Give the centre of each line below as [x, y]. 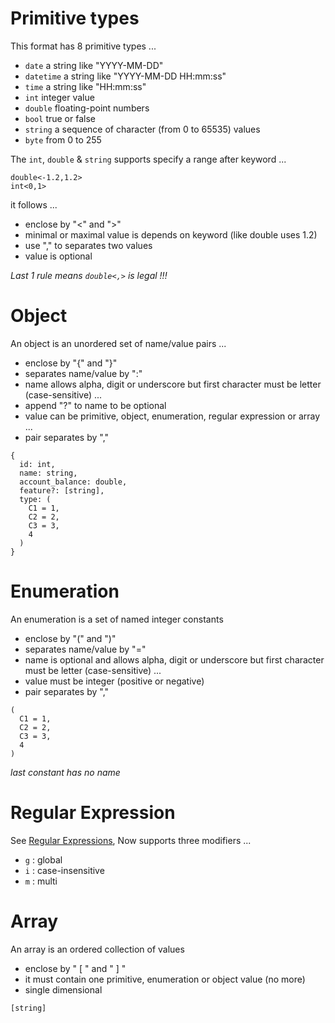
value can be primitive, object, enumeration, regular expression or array [172, 416]
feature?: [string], [62, 490]
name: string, [48, 473]
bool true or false [60, 118]
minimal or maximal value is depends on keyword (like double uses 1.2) [171, 234]
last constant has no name [65, 772]
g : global [43, 859]
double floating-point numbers [87, 108]
